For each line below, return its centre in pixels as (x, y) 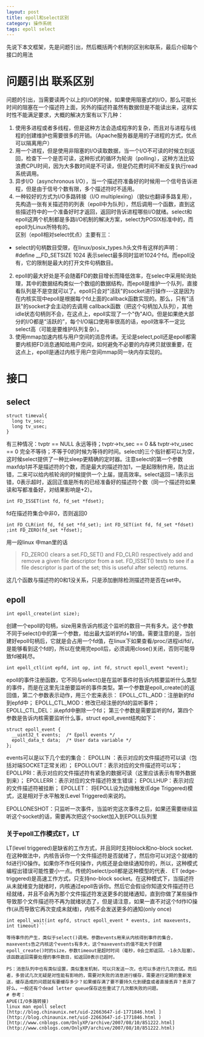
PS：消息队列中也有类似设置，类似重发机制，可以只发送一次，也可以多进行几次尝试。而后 (102, 969)
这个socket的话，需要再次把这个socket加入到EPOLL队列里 (84, 816)
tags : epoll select (31, 29)
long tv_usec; (29, 427)
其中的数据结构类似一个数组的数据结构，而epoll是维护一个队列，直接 (112, 284)
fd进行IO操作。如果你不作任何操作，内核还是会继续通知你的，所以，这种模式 (102, 863)
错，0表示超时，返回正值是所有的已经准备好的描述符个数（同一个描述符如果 (101, 482)
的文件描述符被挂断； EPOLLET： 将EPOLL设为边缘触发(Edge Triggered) (97, 788)
